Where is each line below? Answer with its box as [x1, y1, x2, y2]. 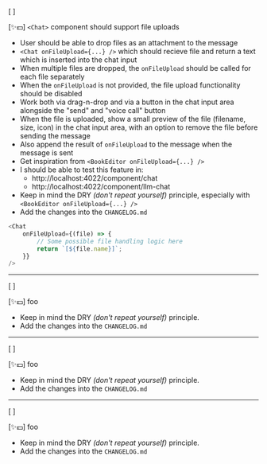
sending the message [19, 131, 91, 140]
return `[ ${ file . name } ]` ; [37, 244, 123, 253]
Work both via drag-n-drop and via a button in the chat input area [19, 97, 234, 107]
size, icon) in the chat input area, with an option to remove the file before [19, 123, 258, 132]
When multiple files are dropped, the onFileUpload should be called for [19, 64, 252, 72]
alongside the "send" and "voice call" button [19, 106, 166, 115]
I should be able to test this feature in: [19, 165, 144, 174]
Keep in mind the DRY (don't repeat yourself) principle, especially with [19, 190, 250, 200]
